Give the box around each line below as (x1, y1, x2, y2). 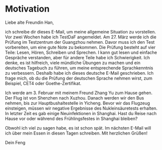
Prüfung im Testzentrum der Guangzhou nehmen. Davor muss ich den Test (5, 39, 155, 45)
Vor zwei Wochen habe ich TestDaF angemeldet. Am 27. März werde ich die (5, 34, 157, 40)
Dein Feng (5, 139, 26, 145)
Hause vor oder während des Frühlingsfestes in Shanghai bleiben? (5, 116, 138, 121)
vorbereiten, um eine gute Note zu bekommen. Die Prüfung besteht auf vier (5, 44, 156, 50)
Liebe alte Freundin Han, (5, 19, 54, 25)
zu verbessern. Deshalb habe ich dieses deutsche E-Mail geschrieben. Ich (5, 70, 154, 76)
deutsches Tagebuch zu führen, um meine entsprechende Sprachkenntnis (5, 65, 154, 71)
